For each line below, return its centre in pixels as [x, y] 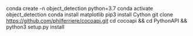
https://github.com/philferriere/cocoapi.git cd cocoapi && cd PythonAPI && [97, 21]
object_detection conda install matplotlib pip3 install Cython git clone [90, 15]
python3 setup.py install [35, 27]
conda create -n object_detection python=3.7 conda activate [80, 8]
